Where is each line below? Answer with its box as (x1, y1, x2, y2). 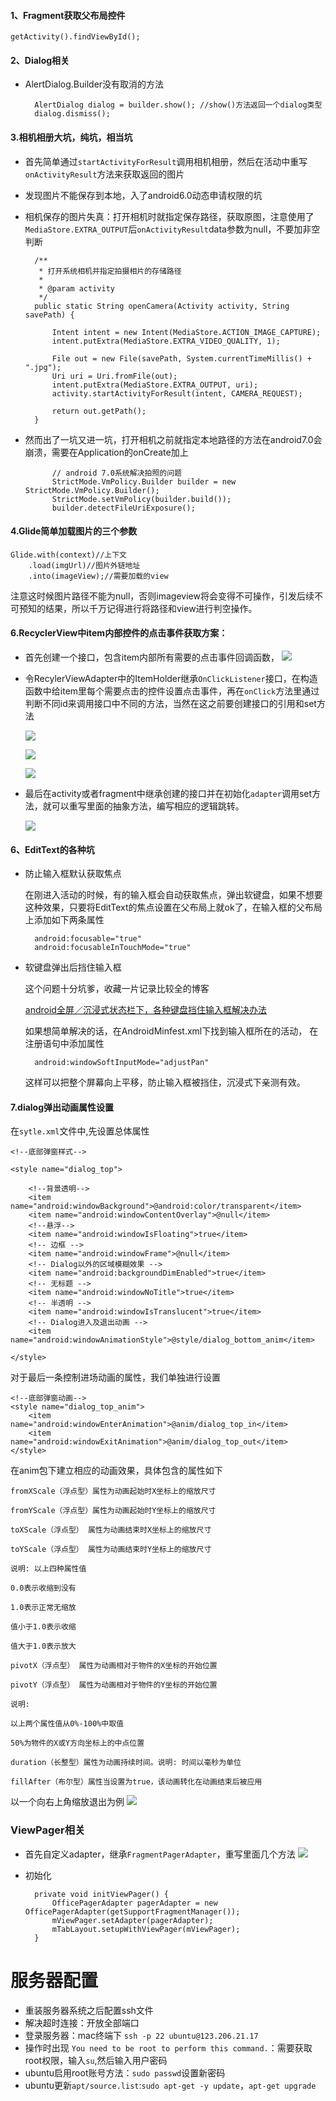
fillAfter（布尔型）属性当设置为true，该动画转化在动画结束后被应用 (10, 1777, 263, 1787)
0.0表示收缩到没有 (10, 1583, 77, 1594)
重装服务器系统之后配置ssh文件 (24, 2004, 154, 2016)
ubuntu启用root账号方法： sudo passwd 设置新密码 (24, 2066, 226, 2079)
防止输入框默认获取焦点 (24, 868, 122, 880)
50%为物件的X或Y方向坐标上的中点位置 (10, 1738, 145, 1749)
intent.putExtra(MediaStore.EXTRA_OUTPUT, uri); (51, 380, 259, 390)
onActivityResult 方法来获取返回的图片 (24, 168, 185, 180)
